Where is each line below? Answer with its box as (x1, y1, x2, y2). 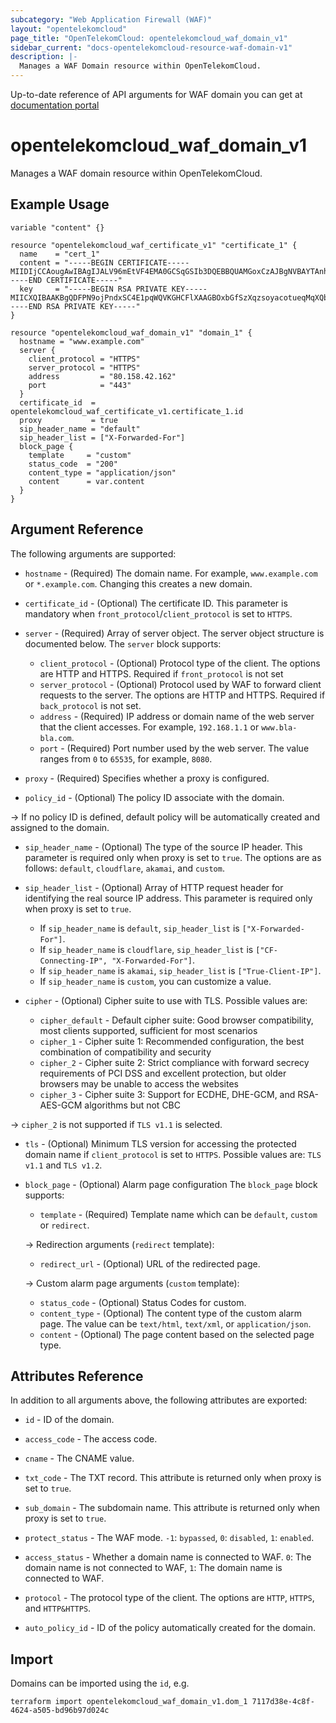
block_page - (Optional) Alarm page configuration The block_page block (24, 1178, 318, 1190)
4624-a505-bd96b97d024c (10, 1706, 110, 1716)
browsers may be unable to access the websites (39, 1077, 240, 1090)
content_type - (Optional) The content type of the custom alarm (39, 1307, 303, 1319)
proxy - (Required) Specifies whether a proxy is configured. (24, 772, 270, 784)
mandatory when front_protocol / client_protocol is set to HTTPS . (24, 607, 293, 620)
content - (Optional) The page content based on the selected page (39, 1328, 315, 1340)
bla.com (39, 733, 72, 743)
